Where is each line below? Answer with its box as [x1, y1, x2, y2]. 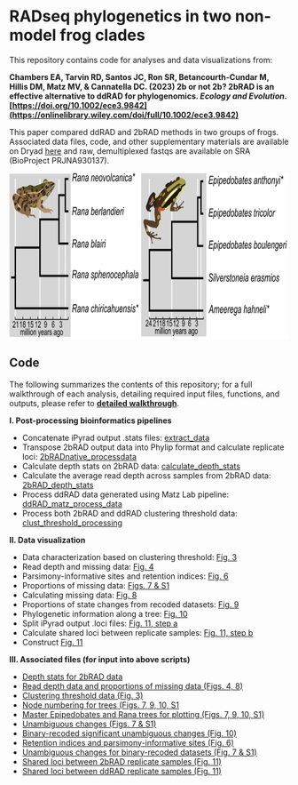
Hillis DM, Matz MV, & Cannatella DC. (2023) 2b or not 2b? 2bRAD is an [9, 81, 275, 92]
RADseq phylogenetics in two [9, 6, 232, 27]
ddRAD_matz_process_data [21, 498, 122, 509]
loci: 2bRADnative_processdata [21, 451, 137, 461]
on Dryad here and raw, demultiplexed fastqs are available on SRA [9, 145, 251, 156]
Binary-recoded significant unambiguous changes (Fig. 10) [21, 727, 237, 739]
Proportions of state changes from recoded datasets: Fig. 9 [21, 598, 239, 610]
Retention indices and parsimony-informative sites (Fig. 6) [21, 737, 234, 748]
